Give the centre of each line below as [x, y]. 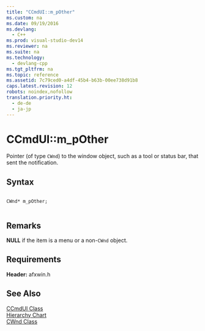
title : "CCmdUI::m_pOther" [41, 12]
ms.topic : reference [33, 75]
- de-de [22, 103]
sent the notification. [32, 162]
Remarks [24, 225]
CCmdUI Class [25, 308]
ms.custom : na [24, 18]
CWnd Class [22, 321]
